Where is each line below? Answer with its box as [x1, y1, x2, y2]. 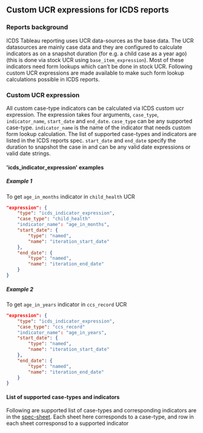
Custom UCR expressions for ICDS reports [6, 5, 170, 15]
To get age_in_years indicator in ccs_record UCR [6, 301, 127, 308]
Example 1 [6, 177, 33, 185]
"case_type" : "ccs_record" [17, 324, 85, 330]
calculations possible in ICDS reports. [6, 75, 100, 83]
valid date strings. [6, 149, 51, 157]
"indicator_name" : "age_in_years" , [17, 329, 107, 336]
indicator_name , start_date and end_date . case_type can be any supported [6, 117, 193, 124]
